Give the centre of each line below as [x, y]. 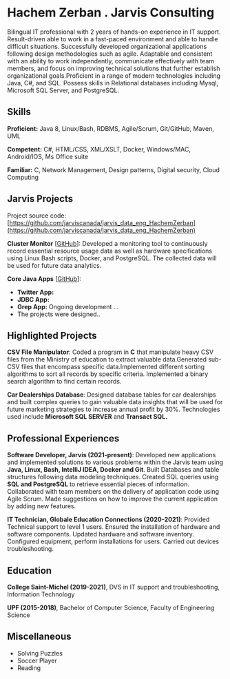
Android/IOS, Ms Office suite [48, 156]
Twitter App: [35, 292]
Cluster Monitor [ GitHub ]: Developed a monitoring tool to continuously [107, 243]
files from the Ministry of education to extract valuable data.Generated [107, 359]
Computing [23, 177]
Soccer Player [37, 660]
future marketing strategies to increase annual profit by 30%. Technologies [114, 409]
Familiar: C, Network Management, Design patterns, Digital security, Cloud [114, 169]
